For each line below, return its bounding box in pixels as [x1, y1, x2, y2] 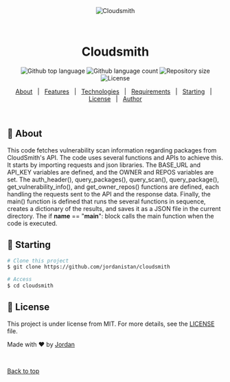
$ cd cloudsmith [7, 282, 54, 289]
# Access [7, 276, 32, 283]
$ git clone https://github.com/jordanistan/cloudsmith [7, 264, 170, 271]
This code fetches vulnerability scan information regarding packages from [7, 146, 217, 154]
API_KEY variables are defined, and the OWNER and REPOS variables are [7, 168, 214, 176]
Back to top [7, 367, 40, 375]
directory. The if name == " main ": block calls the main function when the [7, 212, 214, 220]
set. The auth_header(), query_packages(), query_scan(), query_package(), [7, 175, 220, 183]
